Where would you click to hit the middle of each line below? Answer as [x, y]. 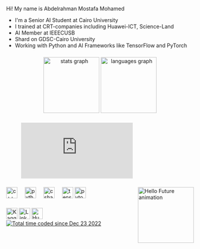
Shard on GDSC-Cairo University [55, 39]
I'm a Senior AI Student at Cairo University [66, 20]
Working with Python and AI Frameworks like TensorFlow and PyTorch [101, 45]
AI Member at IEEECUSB [45, 33]
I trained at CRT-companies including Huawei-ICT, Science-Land [94, 27]
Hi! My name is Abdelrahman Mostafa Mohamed [65, 9]
